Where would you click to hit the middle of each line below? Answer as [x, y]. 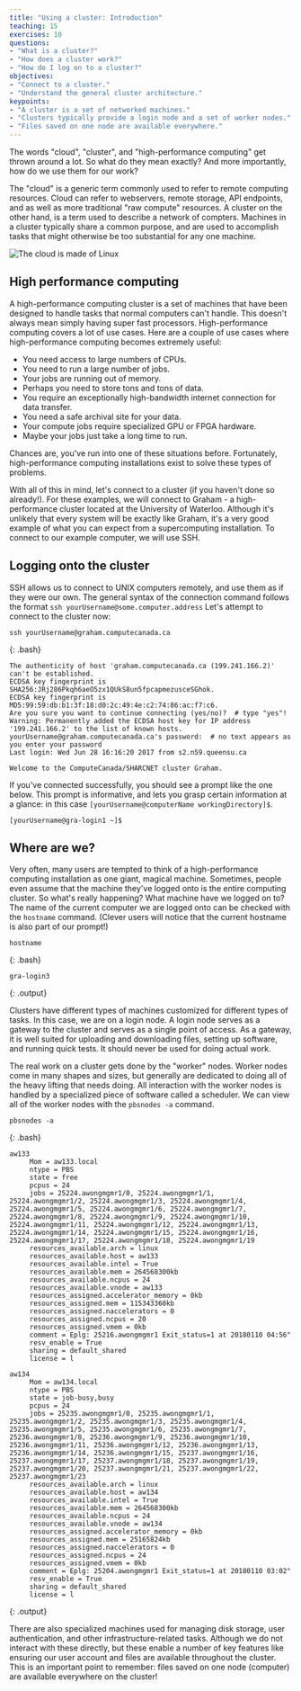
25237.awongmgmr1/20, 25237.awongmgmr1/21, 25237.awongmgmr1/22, [134, 1469]
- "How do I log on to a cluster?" [76, 68]
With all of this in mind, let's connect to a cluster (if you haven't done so [142, 489]
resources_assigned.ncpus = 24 [88, 1556]
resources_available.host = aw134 [94, 1493]
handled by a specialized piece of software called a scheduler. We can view [150, 1095]
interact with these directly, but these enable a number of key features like [147, 1648]
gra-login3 [30, 977]
